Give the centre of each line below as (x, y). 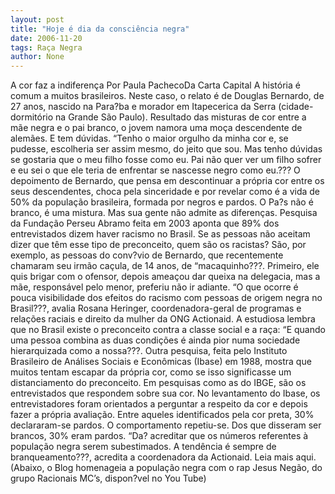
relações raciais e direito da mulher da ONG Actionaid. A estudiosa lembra (163, 319)
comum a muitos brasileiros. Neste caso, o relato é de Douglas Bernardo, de (167, 96)
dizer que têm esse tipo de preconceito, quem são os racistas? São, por (158, 245)
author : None (37, 57)
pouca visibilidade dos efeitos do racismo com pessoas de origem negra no (166, 298)
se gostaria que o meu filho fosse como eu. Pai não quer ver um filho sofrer (166, 160)
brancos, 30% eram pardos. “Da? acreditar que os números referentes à (159, 436)
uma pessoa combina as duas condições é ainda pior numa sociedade (155, 340)
